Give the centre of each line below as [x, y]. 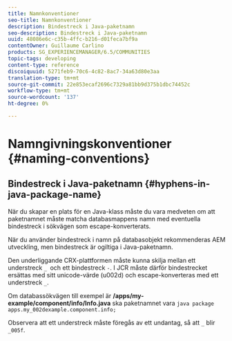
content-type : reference [43, 65]
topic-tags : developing [42, 59]
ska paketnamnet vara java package [163, 303]
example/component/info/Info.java [59, 303]
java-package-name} [55, 195]
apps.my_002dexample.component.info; [62, 310]
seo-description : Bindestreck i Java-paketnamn [78, 33]
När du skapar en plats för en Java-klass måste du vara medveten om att [112, 211]
